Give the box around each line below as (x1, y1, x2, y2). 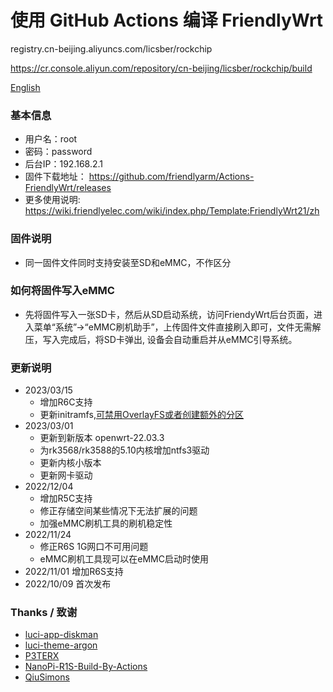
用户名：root (24, 133, 78, 145)
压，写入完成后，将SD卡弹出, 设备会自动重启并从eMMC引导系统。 (24, 333, 298, 345)
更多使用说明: (24, 194, 81, 206)
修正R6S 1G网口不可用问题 (39, 541, 149, 553)
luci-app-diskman (24, 629, 99, 641)
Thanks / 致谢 (10, 606, 78, 620)
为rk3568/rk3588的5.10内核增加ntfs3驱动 (39, 444, 210, 456)
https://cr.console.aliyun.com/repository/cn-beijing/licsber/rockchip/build (10, 62, 313, 74)
